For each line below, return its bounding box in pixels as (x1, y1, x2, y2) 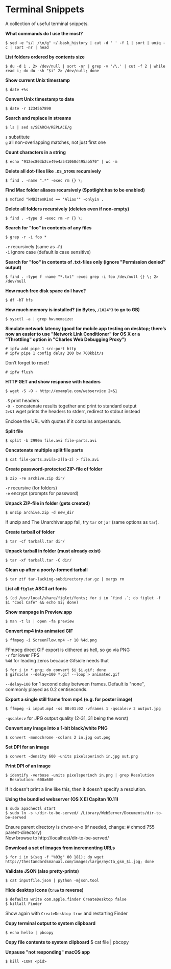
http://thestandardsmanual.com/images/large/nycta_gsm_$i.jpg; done (5, 859, 154, 864)
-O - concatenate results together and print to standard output (5, 403, 137, 409)
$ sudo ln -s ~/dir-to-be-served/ (5, 810, 79, 815)
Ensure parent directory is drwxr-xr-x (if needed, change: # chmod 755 (5, 824, 155, 830)
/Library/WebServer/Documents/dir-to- (81, 810, 163, 815)
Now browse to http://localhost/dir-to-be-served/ (5, 834, 109, 841)
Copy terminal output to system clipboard (5, 920, 96, 926)
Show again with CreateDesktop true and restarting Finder (5, 910, 128, 916)
